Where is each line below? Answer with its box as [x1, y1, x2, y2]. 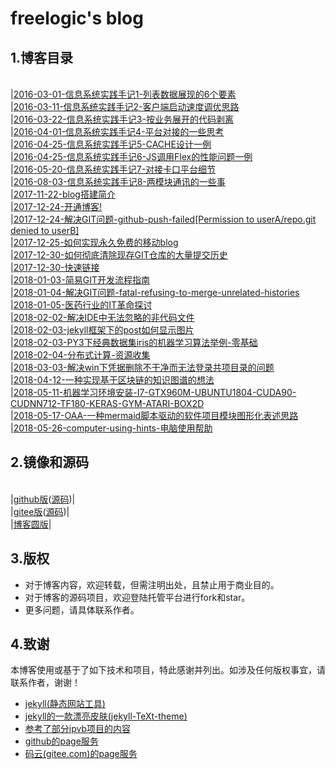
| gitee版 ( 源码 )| [10, 505, 70, 517]
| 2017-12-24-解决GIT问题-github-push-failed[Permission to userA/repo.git [10, 213, 317, 225]
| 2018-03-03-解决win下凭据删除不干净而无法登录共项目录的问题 [10, 362, 275, 373]
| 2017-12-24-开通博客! [10, 201, 103, 212]
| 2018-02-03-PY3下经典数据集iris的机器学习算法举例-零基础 [10, 337, 258, 348]
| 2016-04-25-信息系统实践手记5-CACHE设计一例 [10, 138, 212, 150]
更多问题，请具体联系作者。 [24, 603, 140, 616]
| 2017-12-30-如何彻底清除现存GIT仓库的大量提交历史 [10, 249, 228, 261]
